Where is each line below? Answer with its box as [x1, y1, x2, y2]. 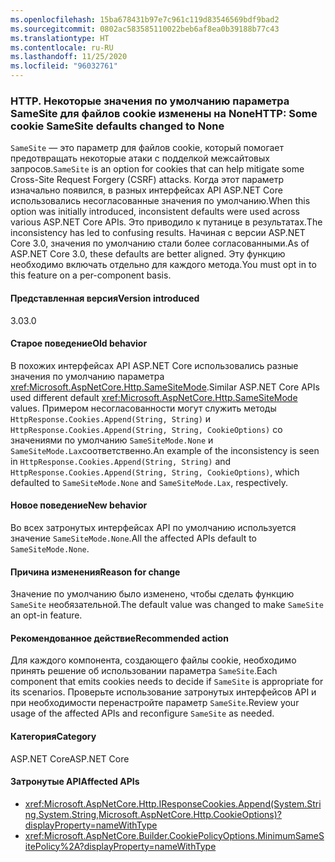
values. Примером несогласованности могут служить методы [10, 402, 277, 414]
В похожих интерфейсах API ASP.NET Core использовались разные [10, 359, 299, 371]
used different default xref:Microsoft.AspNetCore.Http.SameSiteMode [10, 391, 298, 403]
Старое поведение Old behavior [10, 337, 148, 350]
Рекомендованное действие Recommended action [10, 632, 229, 644]
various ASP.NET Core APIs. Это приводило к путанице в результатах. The [10, 216, 323, 228]
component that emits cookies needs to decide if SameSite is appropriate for [10, 676, 324, 688]
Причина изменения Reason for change [10, 566, 181, 578]
